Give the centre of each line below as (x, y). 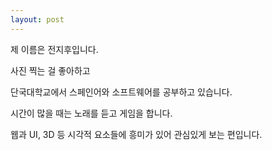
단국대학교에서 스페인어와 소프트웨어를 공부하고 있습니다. (121, 92)
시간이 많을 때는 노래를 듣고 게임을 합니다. (91, 113)
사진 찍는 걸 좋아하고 (50, 70)
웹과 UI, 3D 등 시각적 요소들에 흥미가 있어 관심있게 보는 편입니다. (136, 134)
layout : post (37, 19)
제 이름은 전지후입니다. (54, 49)
